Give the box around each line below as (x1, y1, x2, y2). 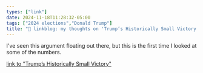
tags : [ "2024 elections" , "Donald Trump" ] (6, 20, 113, 26)
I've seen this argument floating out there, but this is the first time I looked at (6, 42, 197, 49)
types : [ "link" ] (6, 8, 47, 15)
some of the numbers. (6, 49, 62, 56)
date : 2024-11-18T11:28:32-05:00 (6, 14, 91, 21)
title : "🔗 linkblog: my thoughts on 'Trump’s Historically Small (6, 25, 175, 32)
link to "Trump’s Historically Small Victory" (6, 60, 112, 68)
